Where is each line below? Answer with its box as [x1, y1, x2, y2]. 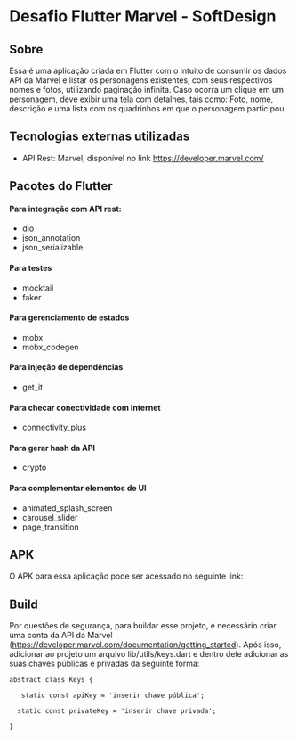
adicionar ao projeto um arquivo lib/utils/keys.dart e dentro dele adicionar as [9, 649, 289, 660]
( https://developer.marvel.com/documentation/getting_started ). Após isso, [9, 639, 282, 650]
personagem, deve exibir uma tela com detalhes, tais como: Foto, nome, [9, 94, 274, 104]
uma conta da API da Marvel [9, 630, 113, 641]
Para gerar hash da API [9, 442, 96, 453]
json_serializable [21, 242, 84, 253]
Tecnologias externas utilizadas [9, 129, 190, 144]
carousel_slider [21, 512, 78, 522]
